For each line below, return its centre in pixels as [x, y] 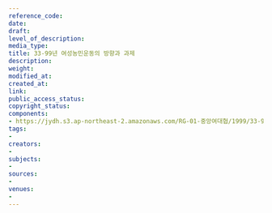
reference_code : [36, 16]
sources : [23, 174]
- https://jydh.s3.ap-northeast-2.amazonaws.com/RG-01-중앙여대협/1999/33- [135, 121]
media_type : [28, 46]
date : [17, 23]
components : [28, 114]
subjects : [25, 159]
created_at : [28, 83]
